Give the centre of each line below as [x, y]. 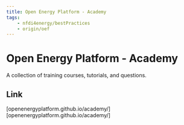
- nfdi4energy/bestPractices [54, 23]
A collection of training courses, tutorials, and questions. [76, 75]
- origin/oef [33, 29]
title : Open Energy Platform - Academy [56, 12]
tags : [13, 18]
